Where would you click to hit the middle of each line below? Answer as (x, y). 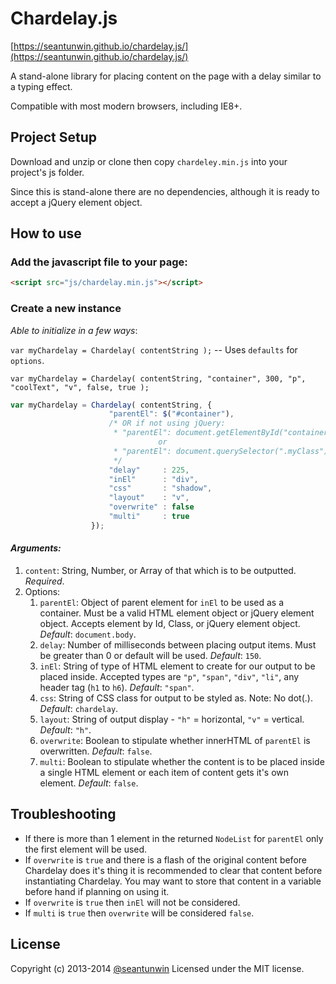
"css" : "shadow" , (160, 488)
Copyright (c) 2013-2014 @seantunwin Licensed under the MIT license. (157, 968)
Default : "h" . (65, 730)
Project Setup (54, 137)
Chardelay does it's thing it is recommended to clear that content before (173, 870)
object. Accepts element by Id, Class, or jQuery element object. (170, 624)
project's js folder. (47, 172)
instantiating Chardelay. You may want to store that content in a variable (173, 881)
